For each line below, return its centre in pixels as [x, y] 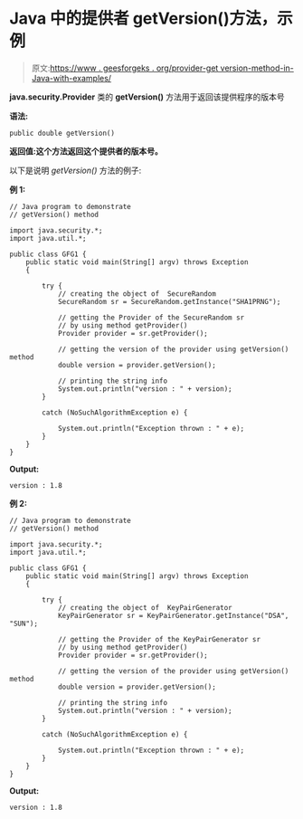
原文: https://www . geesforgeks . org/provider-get [125, 68]
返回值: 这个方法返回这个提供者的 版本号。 [86, 151]
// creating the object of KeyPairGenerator [145, 607]
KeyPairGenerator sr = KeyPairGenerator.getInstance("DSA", [173, 615]
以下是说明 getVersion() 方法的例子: [76, 170]
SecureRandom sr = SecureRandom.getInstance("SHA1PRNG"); [169, 301]
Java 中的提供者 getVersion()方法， [143, 19]
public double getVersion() [62, 133]
